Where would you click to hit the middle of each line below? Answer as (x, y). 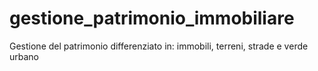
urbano (24, 56)
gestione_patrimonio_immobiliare (152, 18)
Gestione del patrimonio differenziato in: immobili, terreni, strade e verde (159, 46)
